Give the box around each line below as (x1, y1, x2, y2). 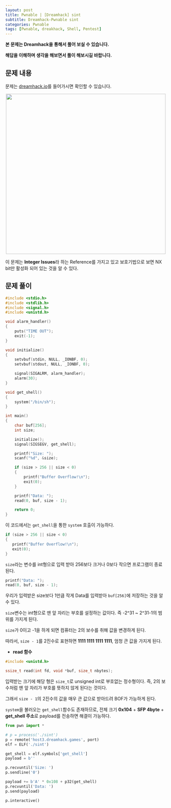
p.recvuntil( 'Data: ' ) (5, 784, 54, 789)
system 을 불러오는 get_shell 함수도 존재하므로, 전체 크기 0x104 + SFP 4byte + (5, 706, 164, 713)
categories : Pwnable (5, 22, 50, 27)
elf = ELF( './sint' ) (5, 742, 50, 747)
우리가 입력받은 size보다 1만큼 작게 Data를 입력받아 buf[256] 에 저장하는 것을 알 (5, 593, 163, 599)
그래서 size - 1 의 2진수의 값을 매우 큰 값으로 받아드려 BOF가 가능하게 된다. (5, 696, 157, 701)
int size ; (14, 428, 36, 433)
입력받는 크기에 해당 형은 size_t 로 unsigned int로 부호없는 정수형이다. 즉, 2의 (5, 678, 161, 684)
